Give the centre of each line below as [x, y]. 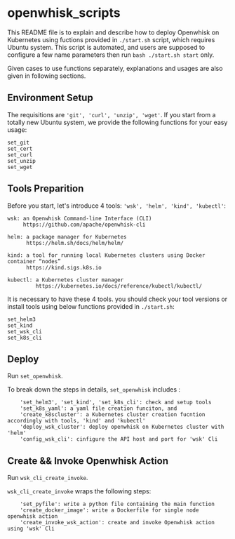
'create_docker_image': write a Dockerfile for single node [109, 510]
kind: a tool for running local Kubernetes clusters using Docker [106, 255]
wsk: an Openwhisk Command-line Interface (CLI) [80, 218]
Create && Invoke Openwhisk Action [88, 461]
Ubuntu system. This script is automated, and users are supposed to [106, 47]
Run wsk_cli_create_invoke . [48, 478]
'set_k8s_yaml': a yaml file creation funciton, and [99, 408]
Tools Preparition [46, 188]
